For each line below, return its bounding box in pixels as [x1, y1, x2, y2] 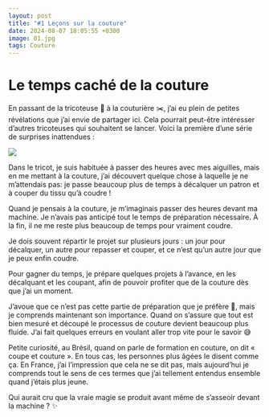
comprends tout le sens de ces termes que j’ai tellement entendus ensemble [8, 369, 261, 378]
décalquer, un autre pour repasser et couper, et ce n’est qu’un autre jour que [8, 245, 262, 255]
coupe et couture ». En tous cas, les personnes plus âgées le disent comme [8, 351, 259, 362]
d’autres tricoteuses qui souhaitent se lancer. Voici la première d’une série [8, 124, 253, 133]
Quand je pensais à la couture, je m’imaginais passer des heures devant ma [8, 204, 259, 214]
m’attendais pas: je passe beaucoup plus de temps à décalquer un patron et [8, 180, 259, 190]
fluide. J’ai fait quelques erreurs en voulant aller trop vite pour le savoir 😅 [8, 327, 251, 337]
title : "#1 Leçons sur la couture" [8, 19, 128, 27]
